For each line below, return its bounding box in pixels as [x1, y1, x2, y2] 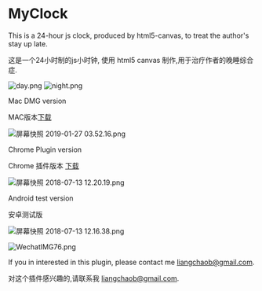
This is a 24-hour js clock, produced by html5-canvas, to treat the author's [8, 31, 249, 40]
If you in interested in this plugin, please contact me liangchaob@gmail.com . [8, 257, 255, 267]
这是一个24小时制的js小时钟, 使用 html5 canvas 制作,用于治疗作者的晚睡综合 [8, 55, 253, 64]
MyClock [8, 5, 68, 23]
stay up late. [8, 39, 49, 48]
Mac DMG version [8, 96, 67, 105]
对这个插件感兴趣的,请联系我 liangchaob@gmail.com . [8, 273, 180, 283]
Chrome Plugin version [8, 145, 82, 154]
